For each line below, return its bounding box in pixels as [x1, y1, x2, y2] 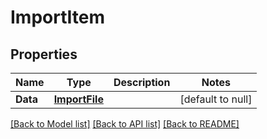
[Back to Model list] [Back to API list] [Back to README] [10, 118, 240, 130]
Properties [10, 46, 78, 63]
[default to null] [179, 92, 253, 106]
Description [113, 76, 171, 89]
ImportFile [53, 92, 104, 106]
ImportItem [10, 6, 105, 29]
